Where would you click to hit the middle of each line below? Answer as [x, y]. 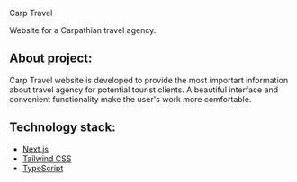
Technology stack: [63, 128]
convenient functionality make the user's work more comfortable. [130, 99]
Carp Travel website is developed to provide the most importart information [149, 80]
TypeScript [43, 168]
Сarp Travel [31, 13]
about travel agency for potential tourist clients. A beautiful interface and [144, 90]
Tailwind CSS [47, 158]
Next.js [36, 149]
